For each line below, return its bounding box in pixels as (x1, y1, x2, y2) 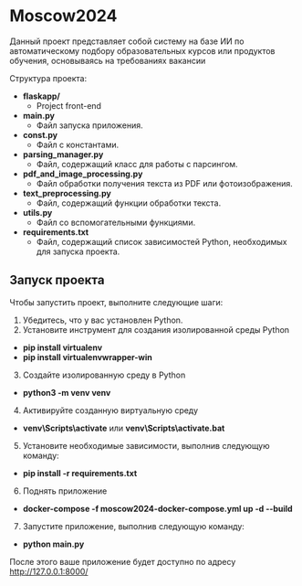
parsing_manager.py (22, 148, 104, 160)
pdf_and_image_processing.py (22, 168, 143, 179)
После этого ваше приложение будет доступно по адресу (9, 556, 236, 567)
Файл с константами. (36, 139, 120, 150)
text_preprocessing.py (22, 187, 112, 198)
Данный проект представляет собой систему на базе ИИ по (9, 36, 245, 47)
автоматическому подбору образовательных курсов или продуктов (9, 45, 276, 56)
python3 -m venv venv (22, 387, 111, 398)
